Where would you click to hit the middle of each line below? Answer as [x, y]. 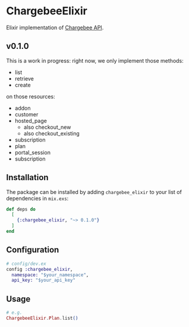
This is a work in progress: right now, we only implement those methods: [95, 60]
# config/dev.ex [26, 264]
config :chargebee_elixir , [40, 269]
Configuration [33, 250]
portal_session [32, 152]
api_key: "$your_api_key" [44, 280]
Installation [27, 178]
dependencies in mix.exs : [37, 198]
